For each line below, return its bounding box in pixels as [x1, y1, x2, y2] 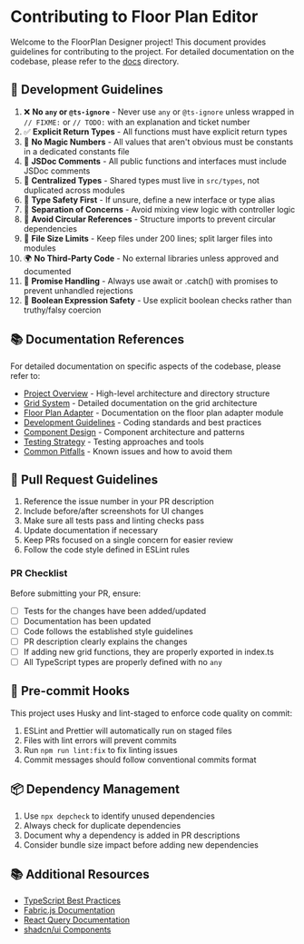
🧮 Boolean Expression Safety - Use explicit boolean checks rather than [23, 294, 292, 305]
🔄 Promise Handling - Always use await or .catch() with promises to [23, 275, 279, 286]
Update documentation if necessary [23, 525, 158, 536]
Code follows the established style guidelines [23, 625, 193, 637]
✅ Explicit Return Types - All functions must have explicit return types [23, 125, 288, 137]
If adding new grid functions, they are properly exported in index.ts [23, 646, 275, 657]
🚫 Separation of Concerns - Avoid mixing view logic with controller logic [23, 204, 296, 214]
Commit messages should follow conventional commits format [23, 754, 257, 765]
